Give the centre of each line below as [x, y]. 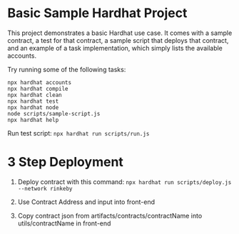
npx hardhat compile [38, 88]
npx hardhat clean [35, 95]
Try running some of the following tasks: [67, 69]
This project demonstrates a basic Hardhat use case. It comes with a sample [120, 33]
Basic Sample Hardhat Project [97, 13]
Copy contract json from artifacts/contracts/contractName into [110, 215]
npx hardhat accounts [40, 82]
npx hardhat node [33, 107]
